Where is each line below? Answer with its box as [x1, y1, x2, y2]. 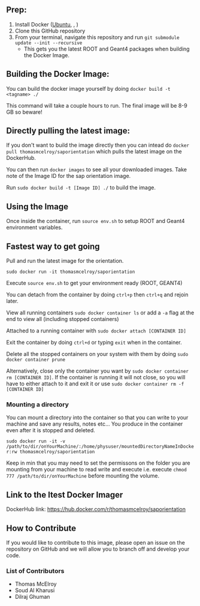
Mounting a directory [6, 400, 69, 408]
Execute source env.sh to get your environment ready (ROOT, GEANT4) [6, 280, 183, 287]
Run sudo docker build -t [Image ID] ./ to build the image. [6, 184, 156, 191]
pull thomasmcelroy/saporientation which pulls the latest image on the [6, 148, 183, 155]
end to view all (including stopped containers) [6, 316, 119, 323]
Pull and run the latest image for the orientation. [6, 257, 124, 265]
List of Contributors [6, 566, 65, 575]
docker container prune [6, 357, 66, 363]
